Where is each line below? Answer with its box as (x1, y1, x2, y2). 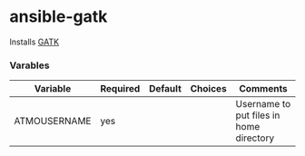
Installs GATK (9, 36, 60, 47)
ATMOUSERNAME (14, 115, 92, 128)
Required (99, 83, 141, 95)
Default (148, 83, 182, 95)
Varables (9, 59, 50, 72)
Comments (239, 83, 288, 95)
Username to (235, 98, 291, 111)
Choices (190, 83, 227, 95)
